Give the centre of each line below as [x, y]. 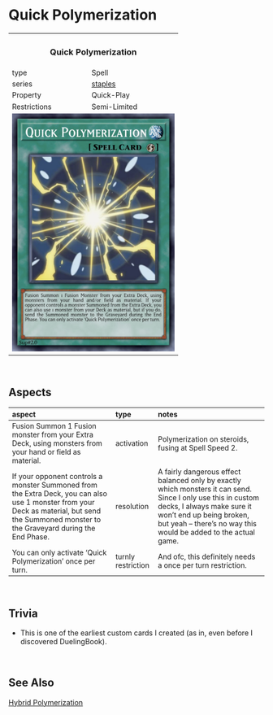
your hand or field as [46, 452]
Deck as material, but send [56, 511]
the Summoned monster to [56, 519]
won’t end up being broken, [204, 515]
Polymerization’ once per [54, 561]
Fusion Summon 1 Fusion [54, 426]
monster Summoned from [54, 485]
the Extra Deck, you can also [60, 493]
